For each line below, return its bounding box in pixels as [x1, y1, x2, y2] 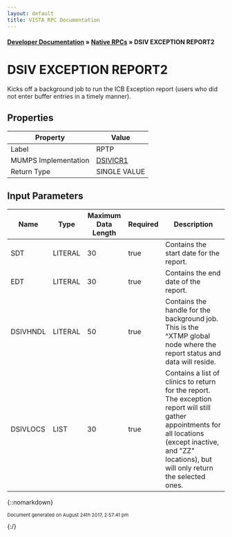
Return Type [10, 166, 50, 176]
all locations [165, 429, 204, 438]
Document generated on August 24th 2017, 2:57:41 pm [7, 511, 129, 518]
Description [173, 219, 213, 228]
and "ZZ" [165, 446, 195, 456]
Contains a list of [165, 368, 220, 378]
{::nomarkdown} [7, 498, 54, 506]
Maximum [87, 211, 122, 220]
